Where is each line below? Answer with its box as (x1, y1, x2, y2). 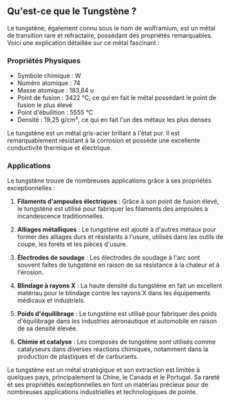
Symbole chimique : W (17, 72, 81, 80)
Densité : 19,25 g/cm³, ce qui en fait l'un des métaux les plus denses (17, 115, 211, 124)
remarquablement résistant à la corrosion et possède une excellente (7, 136, 200, 144)
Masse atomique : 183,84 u (17, 86, 94, 95)
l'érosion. (17, 268, 44, 277)
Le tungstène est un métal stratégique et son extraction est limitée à (7, 366, 200, 374)
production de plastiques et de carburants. (17, 353, 139, 361)
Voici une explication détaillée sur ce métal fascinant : (7, 38, 160, 47)
